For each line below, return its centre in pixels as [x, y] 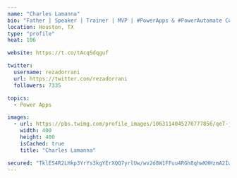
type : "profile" [31, 34]
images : [19, 117]
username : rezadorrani [47, 72]
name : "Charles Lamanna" [44, 14]
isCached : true [42, 143]
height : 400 [37, 137]
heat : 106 [22, 40]
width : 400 [36, 131]
